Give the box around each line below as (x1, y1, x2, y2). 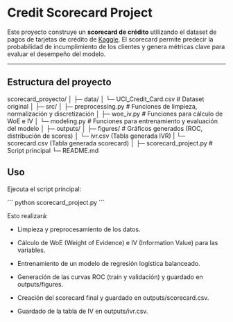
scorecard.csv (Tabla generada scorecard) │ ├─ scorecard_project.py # (7, 138, 213, 147)
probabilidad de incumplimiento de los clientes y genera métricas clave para (7, 42, 225, 51)
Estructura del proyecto (7, 76, 112, 88)
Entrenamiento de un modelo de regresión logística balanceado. (17, 259, 200, 267)
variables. (17, 246, 46, 254)
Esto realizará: (7, 211, 49, 220)
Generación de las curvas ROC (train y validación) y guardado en (17, 272, 203, 281)
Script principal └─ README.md (7, 146, 99, 154)
